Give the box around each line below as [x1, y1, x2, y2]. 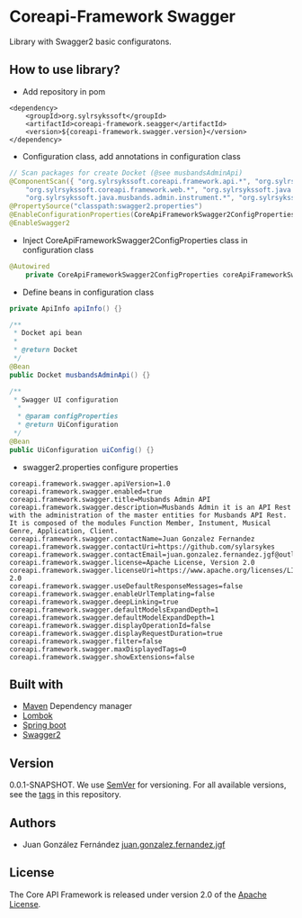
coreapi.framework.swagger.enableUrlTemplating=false [9, 589, 216, 598]
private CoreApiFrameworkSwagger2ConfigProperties [25, 270, 219, 279]
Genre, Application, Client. [9, 526, 119, 535]
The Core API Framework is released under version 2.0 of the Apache [9, 889, 267, 900]
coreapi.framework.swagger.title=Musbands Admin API [9, 495, 211, 504]
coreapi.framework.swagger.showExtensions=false [9, 652, 195, 661]
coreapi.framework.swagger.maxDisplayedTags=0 [9, 644, 187, 654]
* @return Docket [13, 345, 78, 355]
